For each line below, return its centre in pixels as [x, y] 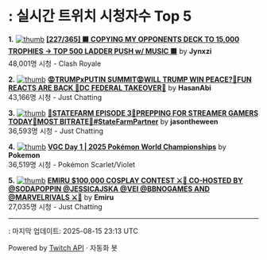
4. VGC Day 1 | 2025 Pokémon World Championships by [117, 147]
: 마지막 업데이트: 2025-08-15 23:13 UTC [74, 231]
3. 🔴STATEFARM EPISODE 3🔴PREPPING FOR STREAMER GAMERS [133, 113]
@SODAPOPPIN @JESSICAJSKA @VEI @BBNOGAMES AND [109, 189]
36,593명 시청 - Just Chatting [56, 131]
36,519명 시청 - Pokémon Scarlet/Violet [72, 164]
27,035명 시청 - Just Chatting [56, 206]
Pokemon [24, 155]
